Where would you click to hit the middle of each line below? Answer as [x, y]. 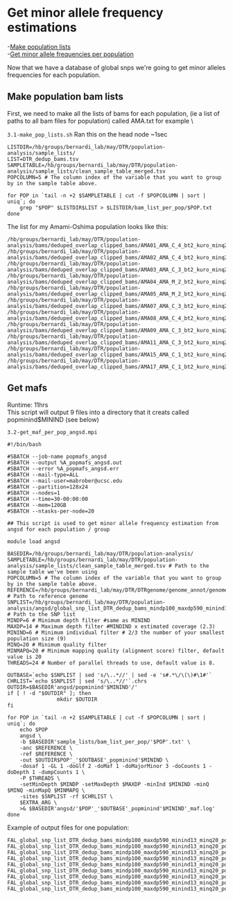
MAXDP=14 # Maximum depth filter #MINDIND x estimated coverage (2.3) [111, 626]
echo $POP [34, 730]
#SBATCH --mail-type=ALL [43, 474]
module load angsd [34, 541]
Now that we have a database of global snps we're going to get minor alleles [116, 67]
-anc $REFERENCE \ [46, 748]
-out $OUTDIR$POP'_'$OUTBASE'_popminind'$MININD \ [94, 760]
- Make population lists [39, 46]
